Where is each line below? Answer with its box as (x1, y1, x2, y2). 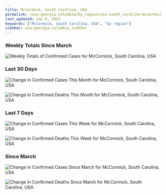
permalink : (5, 12, 28, 17)
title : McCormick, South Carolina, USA (5, 7, 87, 12)
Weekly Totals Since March (5, 42, 72, 49)
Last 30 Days (5, 65, 38, 72)
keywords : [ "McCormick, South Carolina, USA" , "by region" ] (5, 21, 132, 26)
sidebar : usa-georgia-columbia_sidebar (5, 26, 87, 31)
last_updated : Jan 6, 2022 (5, 16, 61, 21)
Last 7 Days (5, 109, 34, 116)
